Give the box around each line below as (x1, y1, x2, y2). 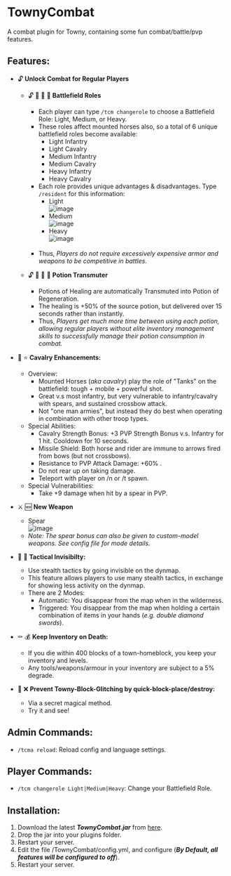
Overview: (27, 370, 58, 378)
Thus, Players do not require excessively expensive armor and (38, 249, 219, 257)
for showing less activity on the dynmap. (27, 581, 146, 589)
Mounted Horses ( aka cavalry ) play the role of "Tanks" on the (38, 377, 217, 385)
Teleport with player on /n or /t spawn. (38, 473, 149, 482)
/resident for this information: (38, 189, 125, 197)
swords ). (38, 618, 64, 627)
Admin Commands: (7, 726, 93, 738)
